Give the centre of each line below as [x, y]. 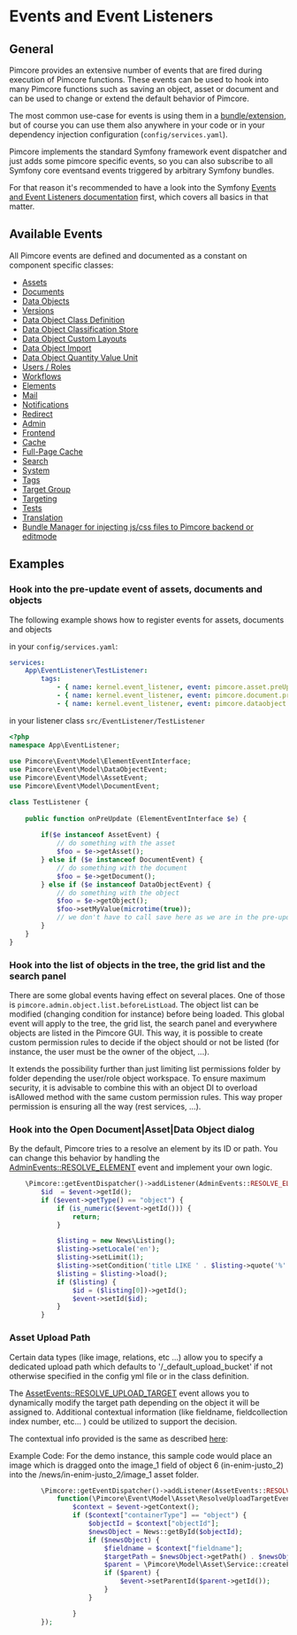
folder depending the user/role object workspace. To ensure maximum [137, 1078]
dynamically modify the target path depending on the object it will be [134, 1402]
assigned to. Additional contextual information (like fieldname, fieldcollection [148, 1412]
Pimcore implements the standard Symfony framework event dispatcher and [148, 151]
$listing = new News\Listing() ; [116, 1241]
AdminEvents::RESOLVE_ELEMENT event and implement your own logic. [141, 1167]
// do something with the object [118, 893]
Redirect [37, 414]
